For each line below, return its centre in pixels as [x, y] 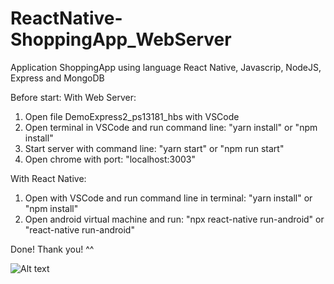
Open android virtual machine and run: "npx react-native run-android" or [174, 219]
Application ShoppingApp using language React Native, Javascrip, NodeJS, [166, 67]
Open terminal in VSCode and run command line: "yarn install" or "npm [171, 127]
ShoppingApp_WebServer [121, 39]
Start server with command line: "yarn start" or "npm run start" [154, 148]
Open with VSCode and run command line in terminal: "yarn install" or [168, 198]
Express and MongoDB [57, 78]
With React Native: [48, 178]
